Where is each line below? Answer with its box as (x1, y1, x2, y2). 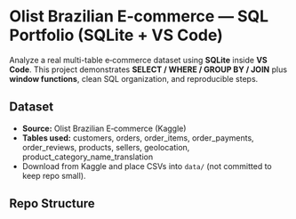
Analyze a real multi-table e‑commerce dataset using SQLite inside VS (9, 54, 268, 65)
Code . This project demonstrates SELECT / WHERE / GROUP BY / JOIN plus (9, 64, 287, 75)
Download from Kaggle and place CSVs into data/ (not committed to (21, 160, 273, 171)
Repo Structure (9, 196, 95, 211)
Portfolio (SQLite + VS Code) (9, 25, 224, 45)
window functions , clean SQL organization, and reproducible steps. (9, 73, 259, 84)
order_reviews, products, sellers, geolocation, (21, 142, 190, 152)
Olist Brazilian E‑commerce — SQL (9, 6, 269, 27)
